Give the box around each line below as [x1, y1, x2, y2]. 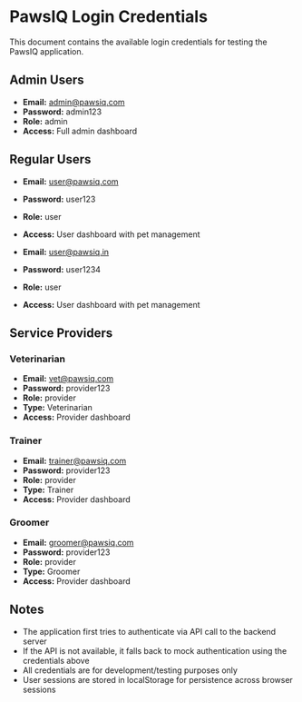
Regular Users [9, 152, 92, 167]
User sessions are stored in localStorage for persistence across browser [22, 674, 293, 685]
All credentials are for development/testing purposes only [22, 665, 239, 676]
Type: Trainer [22, 484, 74, 495]
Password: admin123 [22, 106, 102, 117]
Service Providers [9, 325, 113, 341]
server [22, 636, 47, 647]
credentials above [22, 655, 90, 666]
